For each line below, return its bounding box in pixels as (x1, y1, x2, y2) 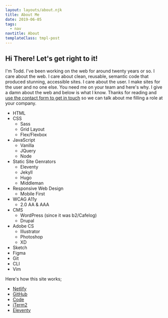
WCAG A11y (12, 196, 37, 202)
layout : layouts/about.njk (5, 7, 62, 13)
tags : (5, 21, 17, 27)
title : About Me (5, 12, 39, 17)
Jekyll (20, 169, 33, 175)
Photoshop (20, 233, 43, 240)
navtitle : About (5, 31, 39, 36)
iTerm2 (12, 302, 28, 308)
